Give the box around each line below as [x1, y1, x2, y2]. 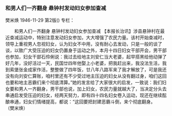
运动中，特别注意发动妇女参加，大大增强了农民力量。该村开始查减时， [18, 34, 167, 41]
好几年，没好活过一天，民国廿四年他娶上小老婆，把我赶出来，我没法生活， [5, 60, 162, 66]
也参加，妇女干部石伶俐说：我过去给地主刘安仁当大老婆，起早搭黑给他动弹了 [5, 54, 167, 60]
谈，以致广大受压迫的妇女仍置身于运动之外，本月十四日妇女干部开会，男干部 [5, 47, 167, 53]
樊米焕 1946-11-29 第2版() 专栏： [5, 17, 75, 24]
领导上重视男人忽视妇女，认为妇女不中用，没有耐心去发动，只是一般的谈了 [5, 41, 162, 47]
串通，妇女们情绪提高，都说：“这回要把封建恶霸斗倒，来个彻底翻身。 [9, 99, 156, 105]
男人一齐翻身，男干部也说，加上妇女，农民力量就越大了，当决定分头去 [18, 86, 167, 92]
